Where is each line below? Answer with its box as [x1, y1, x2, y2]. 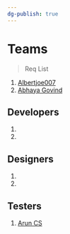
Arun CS [17, 219, 42, 227]
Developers [7, 106, 59, 118]
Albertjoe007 [17, 78, 57, 87]
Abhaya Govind [17, 86, 63, 94]
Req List [24, 65, 49, 73]
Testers [7, 200, 42, 212]
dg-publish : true [7, 10, 59, 18]
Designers [7, 153, 54, 165]
